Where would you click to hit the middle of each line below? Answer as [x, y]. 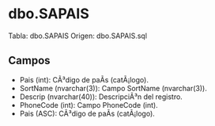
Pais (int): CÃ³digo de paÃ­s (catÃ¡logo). [84, 79]
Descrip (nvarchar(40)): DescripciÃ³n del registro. [101, 97]
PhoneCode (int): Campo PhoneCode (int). [89, 105]
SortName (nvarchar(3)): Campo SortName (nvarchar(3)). [113, 88]
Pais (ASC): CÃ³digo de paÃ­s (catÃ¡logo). [87, 113]
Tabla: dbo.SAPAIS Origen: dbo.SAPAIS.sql [78, 36]
